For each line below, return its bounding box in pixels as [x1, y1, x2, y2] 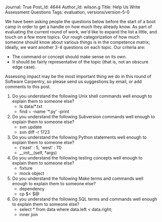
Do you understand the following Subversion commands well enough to [12, 114, 155, 119]
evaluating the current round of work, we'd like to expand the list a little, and [5, 29, 157, 34]
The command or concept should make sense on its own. [12, 54, 127, 60]
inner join [19, 212, 38, 217]
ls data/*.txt [19, 104, 43, 109]
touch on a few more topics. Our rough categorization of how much [5, 34, 140, 40]
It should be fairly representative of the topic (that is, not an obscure [12, 59, 149, 64]
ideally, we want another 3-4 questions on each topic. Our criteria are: [5, 45, 146, 50]
